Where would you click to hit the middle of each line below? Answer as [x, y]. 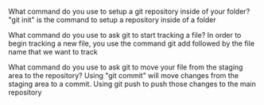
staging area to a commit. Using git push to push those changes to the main [132, 84]
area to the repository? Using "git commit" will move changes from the [124, 75]
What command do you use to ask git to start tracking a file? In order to [125, 35]
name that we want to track [53, 52]
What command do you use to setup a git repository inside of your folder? [129, 11]
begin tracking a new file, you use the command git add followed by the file [132, 43]
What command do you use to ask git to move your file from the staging [126, 67]
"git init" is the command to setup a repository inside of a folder [112, 20]
